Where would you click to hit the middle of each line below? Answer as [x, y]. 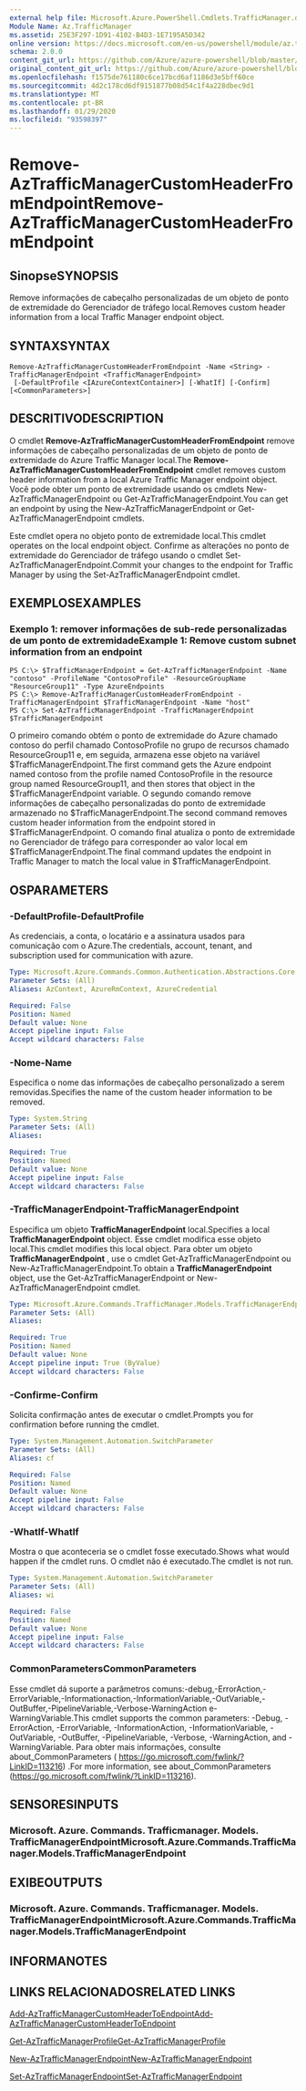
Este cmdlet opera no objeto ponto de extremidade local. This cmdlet [138, 535]
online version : [40, 43]
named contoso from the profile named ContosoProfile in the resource [141, 774]
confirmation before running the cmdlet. [84, 1424]
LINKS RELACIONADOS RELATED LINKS [122, 1992]
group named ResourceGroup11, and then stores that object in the [133, 784]
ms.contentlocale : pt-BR [56, 103]
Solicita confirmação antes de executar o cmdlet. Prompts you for [132, 1415]
